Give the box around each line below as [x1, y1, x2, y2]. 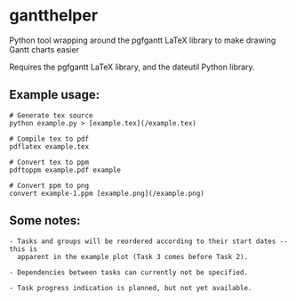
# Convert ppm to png [9, 181, 90, 190]
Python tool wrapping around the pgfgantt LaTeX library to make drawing [9, 35, 276, 45]
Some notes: [9, 213, 81, 228]
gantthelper [9, 5, 99, 26]
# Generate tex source [9, 110, 93, 120]
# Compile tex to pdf [9, 134, 90, 143]
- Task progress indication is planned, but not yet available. [9, 283, 252, 292]
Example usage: [9, 87, 100, 102]
